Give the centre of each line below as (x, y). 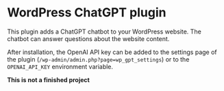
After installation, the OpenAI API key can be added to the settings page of (112, 52)
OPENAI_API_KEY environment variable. (60, 66)
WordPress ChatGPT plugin (87, 13)
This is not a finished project (49, 79)
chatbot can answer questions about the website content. (88, 38)
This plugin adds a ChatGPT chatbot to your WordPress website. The (104, 31)
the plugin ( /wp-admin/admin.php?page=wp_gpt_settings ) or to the (98, 59)
